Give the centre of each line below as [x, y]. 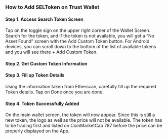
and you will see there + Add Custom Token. [51, 52]
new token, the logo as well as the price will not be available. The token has [84, 120]
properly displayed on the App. [37, 131]
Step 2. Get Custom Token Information [46, 63]
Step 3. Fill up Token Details [35, 75]
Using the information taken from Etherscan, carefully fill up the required [81, 86]
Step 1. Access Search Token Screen [44, 19]
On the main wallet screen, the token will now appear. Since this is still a [80, 115]
